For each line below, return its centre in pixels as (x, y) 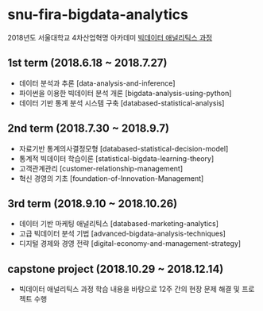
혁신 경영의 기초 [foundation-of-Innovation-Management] (111, 178)
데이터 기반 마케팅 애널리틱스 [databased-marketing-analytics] (119, 224)
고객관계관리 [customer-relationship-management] (101, 168)
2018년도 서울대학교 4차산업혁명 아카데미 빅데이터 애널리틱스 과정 (110, 37)
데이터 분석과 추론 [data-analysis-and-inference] (97, 83)
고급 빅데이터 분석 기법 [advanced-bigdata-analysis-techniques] (122, 234)
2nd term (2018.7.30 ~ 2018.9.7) (89, 129)
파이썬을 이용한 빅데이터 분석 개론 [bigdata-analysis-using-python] (125, 93)
